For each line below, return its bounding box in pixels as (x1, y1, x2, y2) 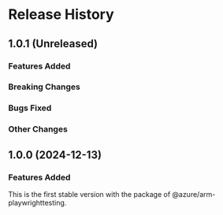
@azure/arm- (172, 189, 216, 198)
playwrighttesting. (8, 198, 67, 207)
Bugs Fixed (8, 102, 52, 113)
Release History (8, 6, 114, 24)
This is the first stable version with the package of (8, 189, 171, 198)
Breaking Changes (8, 81, 81, 92)
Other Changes (8, 124, 69, 135)
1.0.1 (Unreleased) (8, 37, 98, 50)
